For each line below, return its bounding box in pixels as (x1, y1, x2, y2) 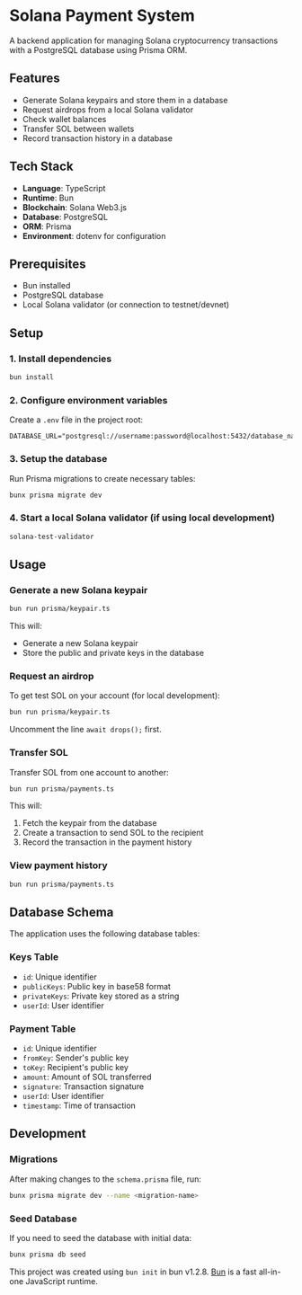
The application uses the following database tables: (9, 928, 200, 939)
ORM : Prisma (22, 221, 72, 232)
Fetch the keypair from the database (22, 818, 157, 829)
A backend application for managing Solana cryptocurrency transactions (9, 35, 279, 46)
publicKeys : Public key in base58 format (22, 980, 171, 991)
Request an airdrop (9, 670, 94, 683)
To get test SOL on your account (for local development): (9, 690, 220, 701)
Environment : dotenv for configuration (22, 230, 166, 241)
